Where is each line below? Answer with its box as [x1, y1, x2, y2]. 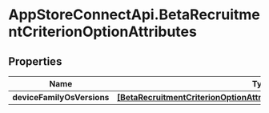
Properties [8, 54, 62, 68]
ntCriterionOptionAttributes [8, 22, 198, 41]
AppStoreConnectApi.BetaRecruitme [8, 6, 260, 24]
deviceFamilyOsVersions [12, 92, 110, 103]
